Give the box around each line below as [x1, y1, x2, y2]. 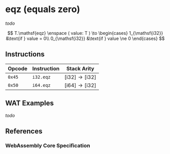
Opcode [8, 65, 28, 72]
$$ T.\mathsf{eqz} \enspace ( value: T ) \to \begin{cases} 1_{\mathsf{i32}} [7, 30, 163, 36]
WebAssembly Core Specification [5, 142, 90, 149]
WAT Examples [5, 99, 54, 108]
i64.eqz [32, 82, 51, 88]
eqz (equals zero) [5, 4, 80, 15]
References [5, 127, 43, 135]
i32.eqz [32, 74, 51, 80]
